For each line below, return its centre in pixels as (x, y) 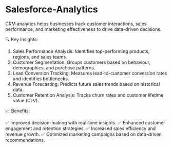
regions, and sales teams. (40, 57)
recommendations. (25, 140)
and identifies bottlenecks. (41, 79)
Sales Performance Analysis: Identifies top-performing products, (81, 51)
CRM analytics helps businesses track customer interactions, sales (76, 24)
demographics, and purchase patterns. (54, 67)
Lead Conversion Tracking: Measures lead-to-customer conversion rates (90, 73)
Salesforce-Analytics (52, 10)
